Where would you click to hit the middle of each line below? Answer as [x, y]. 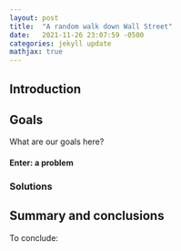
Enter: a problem [42, 162]
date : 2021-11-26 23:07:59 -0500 [77, 35]
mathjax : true [36, 52]
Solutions [31, 186]
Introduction [45, 89]
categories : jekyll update [60, 43]
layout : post [34, 18]
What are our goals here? [57, 141]
